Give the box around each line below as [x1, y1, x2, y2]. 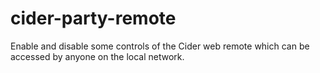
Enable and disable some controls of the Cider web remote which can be [10, 40, 310, 52]
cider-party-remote [10, 7, 177, 30]
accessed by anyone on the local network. [10, 50, 185, 62]
